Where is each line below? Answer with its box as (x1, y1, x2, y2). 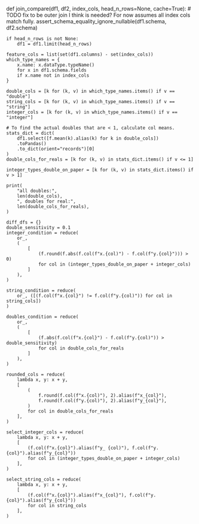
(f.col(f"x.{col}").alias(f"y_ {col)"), (27, 445, 130, 451)
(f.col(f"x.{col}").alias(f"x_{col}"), (27, 492, 127, 498)
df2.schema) (6, 24, 38, 31)
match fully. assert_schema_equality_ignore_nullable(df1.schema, (6, 18, 167, 25)
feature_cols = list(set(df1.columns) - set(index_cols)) (6, 52, 154, 58)
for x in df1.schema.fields (17, 67, 87, 73)
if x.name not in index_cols (17, 73, 90, 79)
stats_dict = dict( (6, 130, 55, 136)
